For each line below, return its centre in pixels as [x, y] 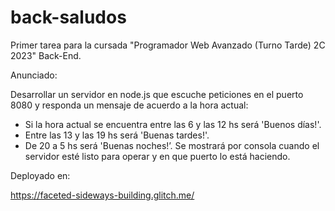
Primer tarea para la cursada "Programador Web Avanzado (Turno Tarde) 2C [168, 45]
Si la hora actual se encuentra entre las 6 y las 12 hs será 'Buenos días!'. [173, 124]
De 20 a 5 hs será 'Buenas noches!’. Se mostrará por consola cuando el [172, 145]
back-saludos [68, 17]
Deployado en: [40, 175]
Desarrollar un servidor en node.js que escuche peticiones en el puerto [157, 94]
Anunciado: [34, 75]
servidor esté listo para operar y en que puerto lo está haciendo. [157, 156]
